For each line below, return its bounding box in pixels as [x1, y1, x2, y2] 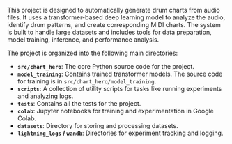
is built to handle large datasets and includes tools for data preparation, [7, 28, 212, 36]
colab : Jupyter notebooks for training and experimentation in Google [17, 107, 215, 115]
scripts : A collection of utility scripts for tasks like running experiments [17, 85, 222, 93]
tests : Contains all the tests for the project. [17, 99, 141, 107]
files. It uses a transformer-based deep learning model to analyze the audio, [7, 13, 226, 22]
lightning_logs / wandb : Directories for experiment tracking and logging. [17, 129, 224, 137]
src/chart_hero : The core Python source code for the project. [17, 63, 195, 70]
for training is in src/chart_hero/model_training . [17, 77, 157, 86]
